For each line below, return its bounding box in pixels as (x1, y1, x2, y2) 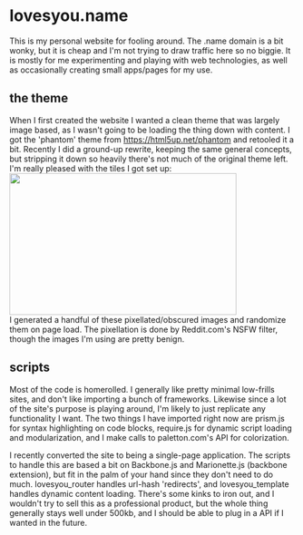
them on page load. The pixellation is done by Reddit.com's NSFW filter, (9, 324, 279, 335)
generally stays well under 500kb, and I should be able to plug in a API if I (9, 507, 284, 518)
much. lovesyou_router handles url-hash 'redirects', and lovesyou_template (9, 478, 290, 490)
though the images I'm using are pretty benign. (9, 333, 185, 345)
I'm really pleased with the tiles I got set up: (9, 162, 172, 173)
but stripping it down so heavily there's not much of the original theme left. (9, 153, 288, 164)
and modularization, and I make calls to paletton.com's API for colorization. (9, 432, 290, 443)
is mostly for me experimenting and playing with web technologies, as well (9, 54, 288, 65)
